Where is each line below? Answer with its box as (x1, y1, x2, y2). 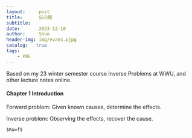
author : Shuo (6, 31, 50, 37)
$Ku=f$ (6, 127, 23, 133)
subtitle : (6, 20, 31, 26)
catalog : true (6, 43, 47, 49)
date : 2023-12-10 (6, 25, 66, 32)
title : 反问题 (6, 14, 53, 20)
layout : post (6, 8, 50, 15)
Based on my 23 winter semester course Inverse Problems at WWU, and (6, 70, 186, 77)
